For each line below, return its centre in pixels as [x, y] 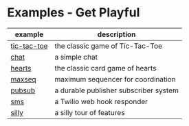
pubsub [23, 90]
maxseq [23, 79]
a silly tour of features [90, 112]
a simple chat [76, 57]
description [116, 34]
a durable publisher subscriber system [116, 90]
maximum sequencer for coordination [115, 79]
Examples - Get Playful [74, 13]
